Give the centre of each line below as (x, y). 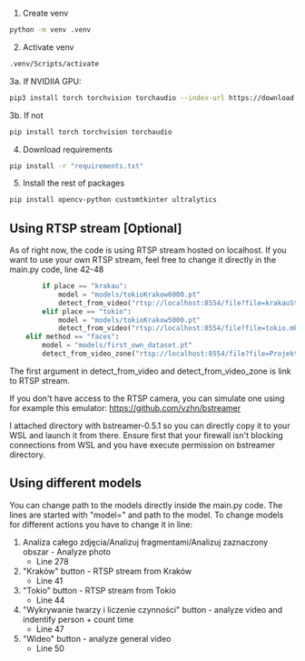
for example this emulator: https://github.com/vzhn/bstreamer (125, 407)
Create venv (45, 13)
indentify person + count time (78, 619)
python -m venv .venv (50, 30)
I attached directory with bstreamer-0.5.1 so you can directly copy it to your (150, 426)
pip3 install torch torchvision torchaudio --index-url (117, 98)
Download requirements (68, 149)
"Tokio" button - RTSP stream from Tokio (99, 590)
